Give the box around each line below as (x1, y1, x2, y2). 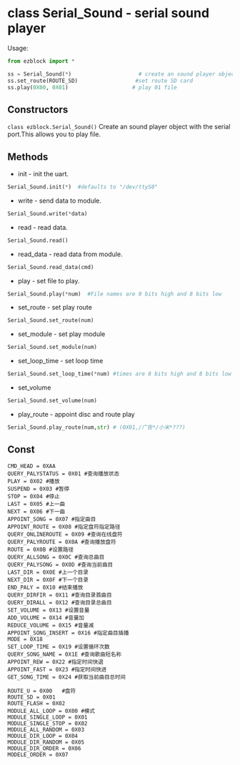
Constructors (7, 103, 69, 116)
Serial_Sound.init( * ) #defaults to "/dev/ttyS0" (7, 183, 159, 191)
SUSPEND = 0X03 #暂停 (7, 485, 70, 492)
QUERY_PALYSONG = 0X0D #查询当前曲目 (7, 561, 113, 568)
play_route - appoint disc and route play (17, 410, 135, 418)
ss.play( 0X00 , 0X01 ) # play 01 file (7, 83, 177, 91)
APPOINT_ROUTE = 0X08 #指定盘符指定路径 (7, 523, 121, 530)
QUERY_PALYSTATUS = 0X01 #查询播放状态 (7, 470, 120, 477)
